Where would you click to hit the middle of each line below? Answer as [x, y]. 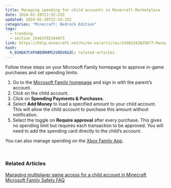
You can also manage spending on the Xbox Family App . [64, 141]
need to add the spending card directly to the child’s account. [77, 131]
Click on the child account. [40, 93]
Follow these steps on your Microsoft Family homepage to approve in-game [85, 67]
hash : [11, 48]
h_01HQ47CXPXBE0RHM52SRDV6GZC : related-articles [62, 52]
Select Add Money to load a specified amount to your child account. [84, 104]
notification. [25, 114]
